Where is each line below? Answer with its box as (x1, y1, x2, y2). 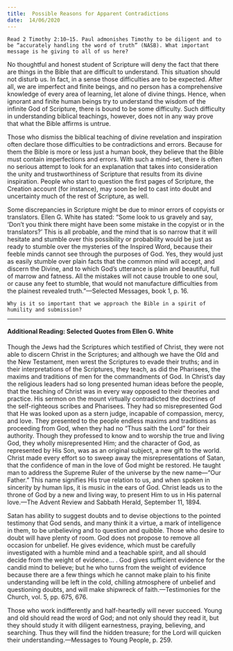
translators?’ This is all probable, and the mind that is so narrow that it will (7, 227, 217, 236)
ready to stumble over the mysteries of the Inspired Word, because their (7, 242, 214, 250)
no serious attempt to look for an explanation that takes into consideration (7, 162, 218, 170)
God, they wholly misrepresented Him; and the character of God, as (7, 439, 200, 447)
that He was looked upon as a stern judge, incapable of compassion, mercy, (7, 409, 225, 417)
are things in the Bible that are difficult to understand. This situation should (7, 67, 221, 76)
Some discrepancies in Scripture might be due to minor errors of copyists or (7, 205, 225, 214)
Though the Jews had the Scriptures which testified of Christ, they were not (7, 342, 224, 351)
